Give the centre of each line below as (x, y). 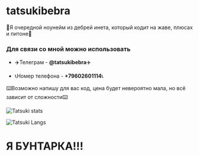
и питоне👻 (19, 33)
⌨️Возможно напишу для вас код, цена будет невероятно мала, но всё (96, 88)
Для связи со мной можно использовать (68, 49)
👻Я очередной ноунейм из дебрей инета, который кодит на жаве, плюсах (99, 27)
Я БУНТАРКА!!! (45, 146)
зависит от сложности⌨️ (37, 97)
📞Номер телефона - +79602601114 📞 (59, 76)
